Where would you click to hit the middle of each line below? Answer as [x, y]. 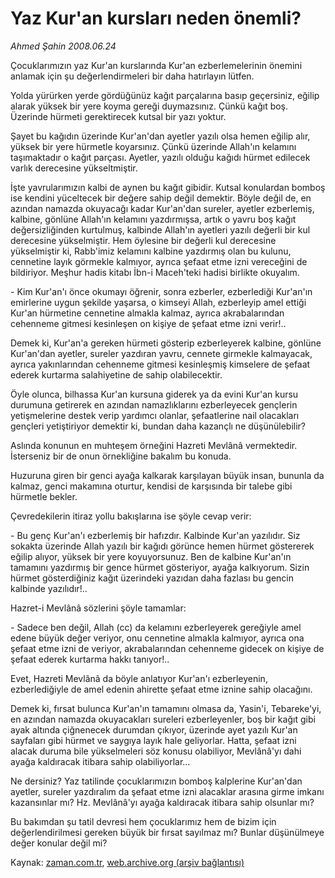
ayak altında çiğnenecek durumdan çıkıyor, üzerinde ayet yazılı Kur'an [154, 729]
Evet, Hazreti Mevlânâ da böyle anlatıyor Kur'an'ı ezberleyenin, [139, 678]
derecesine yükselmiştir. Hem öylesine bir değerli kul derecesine [143, 240]
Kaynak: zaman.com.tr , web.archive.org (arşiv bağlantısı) [127, 862]
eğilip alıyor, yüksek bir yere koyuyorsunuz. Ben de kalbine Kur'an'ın [151, 556]
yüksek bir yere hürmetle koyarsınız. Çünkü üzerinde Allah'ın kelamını [153, 146]
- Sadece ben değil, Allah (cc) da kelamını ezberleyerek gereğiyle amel [156, 627]
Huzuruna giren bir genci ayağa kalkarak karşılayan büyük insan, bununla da [167, 475]
